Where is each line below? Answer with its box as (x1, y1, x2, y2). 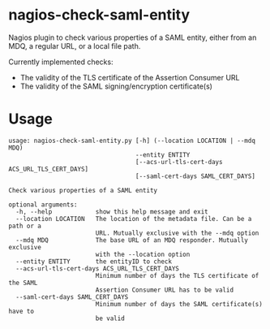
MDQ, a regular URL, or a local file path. (8, 41, 141, 50)
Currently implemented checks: (8, 57, 114, 67)
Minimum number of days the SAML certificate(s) (95, 300, 264, 308)
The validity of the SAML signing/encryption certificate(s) (19, 81, 213, 91)
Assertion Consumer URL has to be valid (95, 286, 234, 294)
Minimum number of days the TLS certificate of (95, 271, 259, 279)
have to (8, 307, 35, 315)
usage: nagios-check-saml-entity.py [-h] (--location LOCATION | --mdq (8, 136, 255, 145)
